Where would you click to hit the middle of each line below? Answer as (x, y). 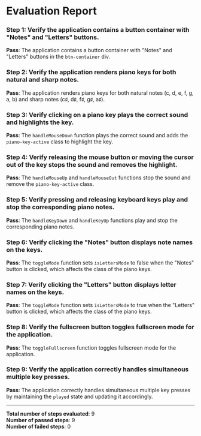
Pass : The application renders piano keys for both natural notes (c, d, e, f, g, (100, 93)
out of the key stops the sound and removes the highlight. (92, 165)
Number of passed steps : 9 (41, 420)
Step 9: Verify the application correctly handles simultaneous (98, 369)
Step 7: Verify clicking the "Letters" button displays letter (91, 284)
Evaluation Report (51, 11)
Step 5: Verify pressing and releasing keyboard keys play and (97, 200)
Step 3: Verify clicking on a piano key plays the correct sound (97, 115)
